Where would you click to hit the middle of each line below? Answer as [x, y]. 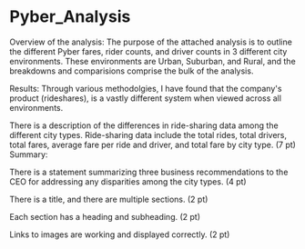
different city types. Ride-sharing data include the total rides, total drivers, [148, 134]
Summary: [29, 154]
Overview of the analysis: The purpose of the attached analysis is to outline [151, 42]
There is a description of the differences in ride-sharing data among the [144, 125]
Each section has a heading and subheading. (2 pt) [105, 216]
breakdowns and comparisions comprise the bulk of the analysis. [132, 71]
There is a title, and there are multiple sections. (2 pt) [109, 199]
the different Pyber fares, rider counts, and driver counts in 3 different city [148, 51]
